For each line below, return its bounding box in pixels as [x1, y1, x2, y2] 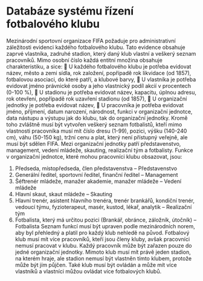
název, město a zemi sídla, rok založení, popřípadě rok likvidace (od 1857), [6, 69, 192, 76]
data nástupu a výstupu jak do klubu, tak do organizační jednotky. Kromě [6, 114, 188, 122]
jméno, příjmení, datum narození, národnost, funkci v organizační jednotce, [6, 108, 193, 115]
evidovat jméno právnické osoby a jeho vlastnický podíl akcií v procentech [6, 82, 192, 89]
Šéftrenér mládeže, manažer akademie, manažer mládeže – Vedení [14, 177, 182, 185]
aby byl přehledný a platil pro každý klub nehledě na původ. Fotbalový [14, 229, 190, 236]
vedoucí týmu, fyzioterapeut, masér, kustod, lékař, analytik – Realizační [14, 203, 192, 210]
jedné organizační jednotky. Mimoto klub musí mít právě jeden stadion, [14, 248, 192, 256]
